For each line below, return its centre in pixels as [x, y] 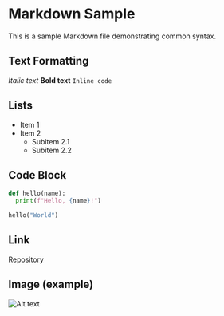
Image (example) [51, 284]
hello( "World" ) [33, 215]
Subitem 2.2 [51, 150]
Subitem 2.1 [51, 141]
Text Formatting [49, 61]
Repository [26, 259]
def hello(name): [37, 194]
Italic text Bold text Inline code [60, 80]
